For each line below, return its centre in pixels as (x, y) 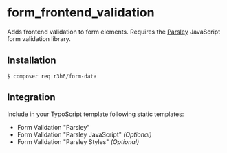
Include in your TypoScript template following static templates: (96, 114)
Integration (32, 97)
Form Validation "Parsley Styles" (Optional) (78, 141)
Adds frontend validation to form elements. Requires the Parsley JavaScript (114, 32)
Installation (32, 61)
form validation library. (39, 38)
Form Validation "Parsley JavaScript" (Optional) (85, 134)
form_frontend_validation (81, 13)
